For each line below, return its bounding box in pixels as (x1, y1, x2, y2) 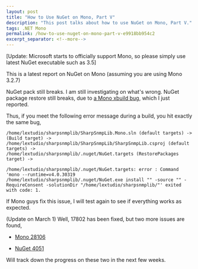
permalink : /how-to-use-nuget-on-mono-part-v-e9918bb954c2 (6, 31, 155, 37)
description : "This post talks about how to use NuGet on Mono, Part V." (6, 20, 193, 26)
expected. (6, 204, 31, 211)
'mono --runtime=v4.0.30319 (6, 172, 76, 178)
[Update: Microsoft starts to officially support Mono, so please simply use (6, 53, 186, 59)
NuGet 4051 (14, 245, 44, 252)
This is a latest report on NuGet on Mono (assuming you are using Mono (6, 71, 183, 77)
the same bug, (6, 119, 41, 125)
